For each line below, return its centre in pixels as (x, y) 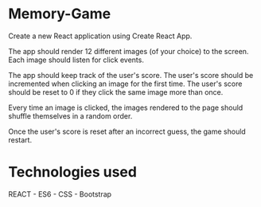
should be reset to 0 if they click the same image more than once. (116, 92)
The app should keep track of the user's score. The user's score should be (131, 75)
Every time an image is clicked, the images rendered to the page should (126, 107)
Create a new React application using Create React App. (100, 36)
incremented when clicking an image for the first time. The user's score (125, 84)
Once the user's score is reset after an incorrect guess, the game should (127, 131)
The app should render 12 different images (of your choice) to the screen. (129, 51)
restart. (20, 139)
